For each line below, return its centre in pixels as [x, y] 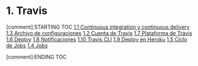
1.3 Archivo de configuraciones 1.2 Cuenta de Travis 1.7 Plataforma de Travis [99, 33]
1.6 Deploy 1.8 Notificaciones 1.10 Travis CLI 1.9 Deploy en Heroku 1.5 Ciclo [97, 39]
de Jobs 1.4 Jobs [27, 46]
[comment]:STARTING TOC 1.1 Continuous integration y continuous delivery [98, 27]
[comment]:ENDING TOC [36, 57]
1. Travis [27, 11]
